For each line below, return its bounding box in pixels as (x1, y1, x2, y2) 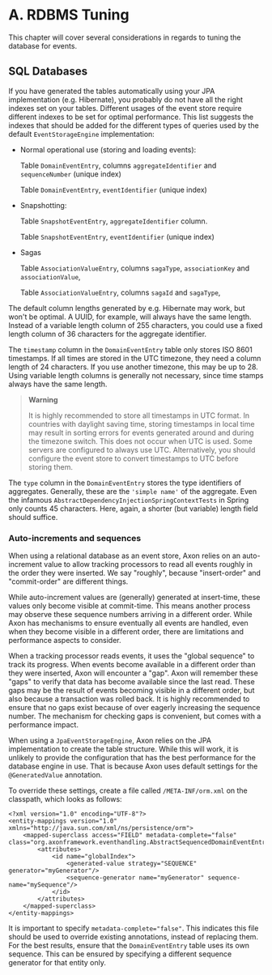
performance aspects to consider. (8, 636, 121, 645)
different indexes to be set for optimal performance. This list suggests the (8, 112, 254, 121)
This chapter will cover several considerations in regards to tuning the (8, 32, 241, 42)
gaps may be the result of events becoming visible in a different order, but (8, 686, 255, 696)
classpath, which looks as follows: (8, 794, 123, 804)
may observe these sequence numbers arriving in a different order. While (8, 610, 253, 619)
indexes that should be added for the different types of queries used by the (8, 120, 259, 130)
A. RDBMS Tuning (8, 6, 130, 24)
